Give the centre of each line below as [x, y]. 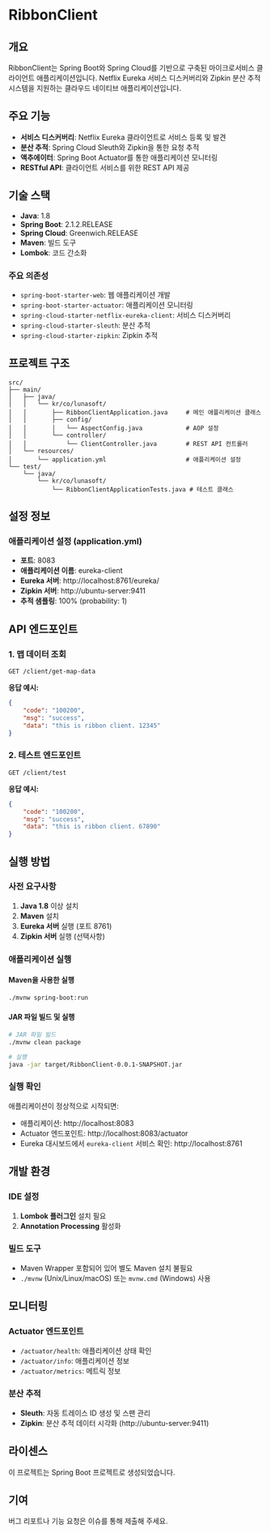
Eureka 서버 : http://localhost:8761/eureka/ [90, 580]
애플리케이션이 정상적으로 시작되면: [64, 1106]
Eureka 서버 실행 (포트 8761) [66, 926]
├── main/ [25, 390]
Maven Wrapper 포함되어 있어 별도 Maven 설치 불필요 [106, 1268]
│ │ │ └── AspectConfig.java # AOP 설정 [114, 428]
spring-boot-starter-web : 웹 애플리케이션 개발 [95, 294]
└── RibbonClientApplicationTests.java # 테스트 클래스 [143, 489]
